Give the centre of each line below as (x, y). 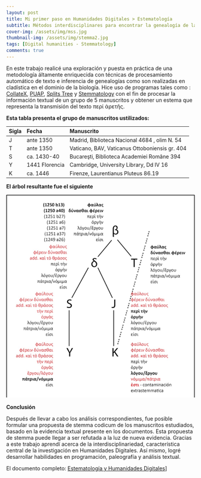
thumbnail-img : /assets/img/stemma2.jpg (57, 38)
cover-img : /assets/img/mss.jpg (46, 32)
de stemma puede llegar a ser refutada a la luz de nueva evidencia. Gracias (99, 438)
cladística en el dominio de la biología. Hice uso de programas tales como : (98, 87)
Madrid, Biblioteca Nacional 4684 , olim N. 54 (126, 140)
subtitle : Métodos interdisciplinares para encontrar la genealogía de (97, 25)
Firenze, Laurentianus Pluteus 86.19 (114, 173)
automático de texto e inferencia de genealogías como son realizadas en (96, 81)
